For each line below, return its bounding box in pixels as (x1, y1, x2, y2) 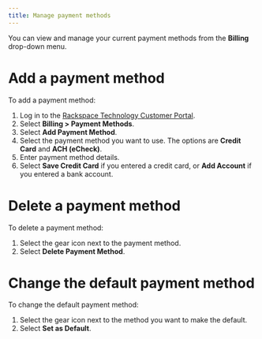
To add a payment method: (8, 95, 96, 105)
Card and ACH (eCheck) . (19, 143, 103, 154)
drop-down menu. (8, 41, 67, 51)
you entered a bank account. (19, 169, 114, 178)
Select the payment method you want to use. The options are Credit (19, 136, 241, 145)
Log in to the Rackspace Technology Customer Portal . (19, 110, 196, 120)
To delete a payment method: (8, 222, 104, 233)
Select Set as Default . (19, 324, 92, 333)
